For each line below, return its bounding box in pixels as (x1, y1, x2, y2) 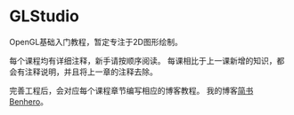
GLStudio (9, 6, 80, 27)
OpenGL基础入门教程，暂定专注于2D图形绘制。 (9, 36, 183, 47)
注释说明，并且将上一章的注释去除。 (24, 66, 158, 77)
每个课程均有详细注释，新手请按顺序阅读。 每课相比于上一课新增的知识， (9, 55, 277, 65)
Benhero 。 (9, 96, 49, 107)
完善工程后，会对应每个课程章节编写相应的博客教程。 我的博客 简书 (9, 85, 254, 96)
